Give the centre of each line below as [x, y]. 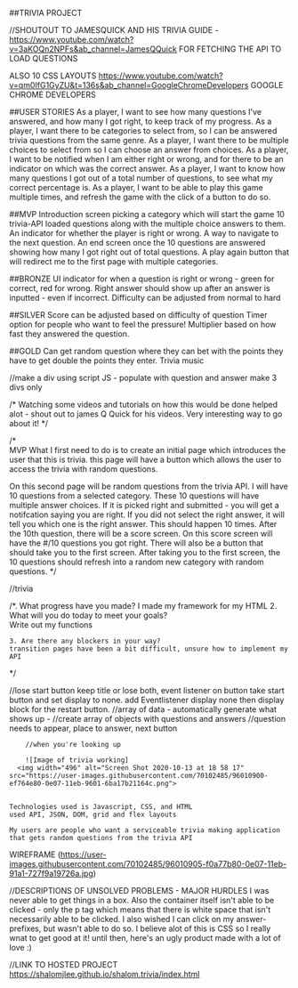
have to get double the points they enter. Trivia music [107, 360]
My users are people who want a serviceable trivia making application [145, 830]
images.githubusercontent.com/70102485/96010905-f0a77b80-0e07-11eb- [148, 864]
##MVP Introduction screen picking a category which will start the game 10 [147, 214]
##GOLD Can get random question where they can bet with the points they [146, 351]
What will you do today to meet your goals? [89, 615]
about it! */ [29, 423]
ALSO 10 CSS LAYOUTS [53, 76]
